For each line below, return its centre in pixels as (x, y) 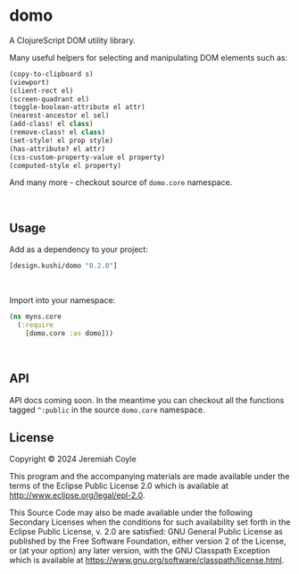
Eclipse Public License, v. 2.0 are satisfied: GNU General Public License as (146, 532)
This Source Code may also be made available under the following (131, 513)
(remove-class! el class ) (57, 132)
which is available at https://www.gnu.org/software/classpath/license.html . (147, 561)
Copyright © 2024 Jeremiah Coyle (73, 459)
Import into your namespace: (62, 300)
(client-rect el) (42, 90)
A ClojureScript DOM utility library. (72, 40)
